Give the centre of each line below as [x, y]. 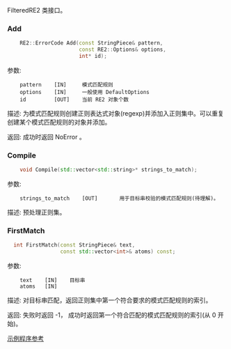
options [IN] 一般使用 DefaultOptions [85, 92]
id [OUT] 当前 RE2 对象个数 [74, 100]
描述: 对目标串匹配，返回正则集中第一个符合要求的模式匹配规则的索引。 [110, 300]
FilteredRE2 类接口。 [37, 10]
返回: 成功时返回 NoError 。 [46, 137]
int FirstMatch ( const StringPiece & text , [74, 245]
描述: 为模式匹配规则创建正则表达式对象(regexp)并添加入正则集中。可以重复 [116, 113]
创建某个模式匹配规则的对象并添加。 [59, 122]
